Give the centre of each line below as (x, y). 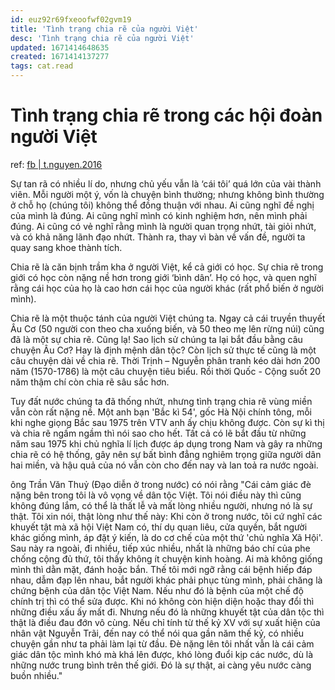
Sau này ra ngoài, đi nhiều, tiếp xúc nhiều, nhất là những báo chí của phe (160, 548)
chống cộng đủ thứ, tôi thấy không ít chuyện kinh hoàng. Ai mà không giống (166, 558)
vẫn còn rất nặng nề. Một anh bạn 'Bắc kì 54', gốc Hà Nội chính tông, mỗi (161, 412)
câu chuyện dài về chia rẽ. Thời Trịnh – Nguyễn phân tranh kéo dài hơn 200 (165, 360)
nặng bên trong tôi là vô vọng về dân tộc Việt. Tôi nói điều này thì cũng (156, 495)
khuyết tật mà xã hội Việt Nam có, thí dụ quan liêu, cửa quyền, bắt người (159, 527)
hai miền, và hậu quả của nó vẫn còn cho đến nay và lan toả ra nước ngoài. (164, 465)
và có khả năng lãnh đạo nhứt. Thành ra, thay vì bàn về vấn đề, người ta (158, 237)
